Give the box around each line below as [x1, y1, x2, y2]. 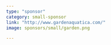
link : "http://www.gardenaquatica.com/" [6, 19, 106, 25]
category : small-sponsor [6, 14, 67, 20]
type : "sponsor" [6, 8, 46, 15]
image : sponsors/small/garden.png [6, 25, 91, 31]
